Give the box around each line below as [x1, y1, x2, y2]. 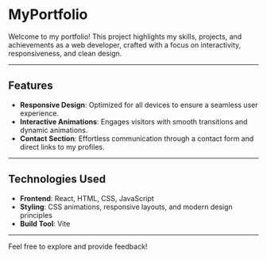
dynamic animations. [19, 125, 88, 135]
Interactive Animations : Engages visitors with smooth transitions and [19, 116, 248, 126]
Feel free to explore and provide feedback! [8, 242, 148, 251]
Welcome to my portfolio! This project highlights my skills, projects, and [8, 32, 242, 41]
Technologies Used [8, 173, 106, 186]
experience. [19, 109, 60, 118]
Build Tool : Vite [19, 219, 71, 228]
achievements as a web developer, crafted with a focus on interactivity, [8, 40, 242, 49]
